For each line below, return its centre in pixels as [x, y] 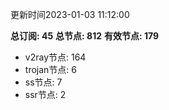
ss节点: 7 [43, 82]
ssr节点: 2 [45, 94]
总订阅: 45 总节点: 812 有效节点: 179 [85, 36]
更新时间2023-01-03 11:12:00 [70, 14]
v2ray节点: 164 [55, 57]
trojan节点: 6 [50, 69]
